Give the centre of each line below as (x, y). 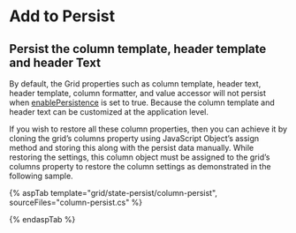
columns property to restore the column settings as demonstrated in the (140, 166)
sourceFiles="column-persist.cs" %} (76, 202)
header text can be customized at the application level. (109, 112)
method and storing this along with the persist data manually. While (132, 148)
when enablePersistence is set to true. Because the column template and (142, 102)
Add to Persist (62, 16)
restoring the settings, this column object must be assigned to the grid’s (140, 157)
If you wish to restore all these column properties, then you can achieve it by (148, 129)
